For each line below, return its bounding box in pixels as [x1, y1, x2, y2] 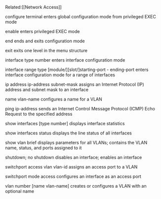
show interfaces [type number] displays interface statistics [5, 121, 125, 126]
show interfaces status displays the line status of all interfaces [5, 130, 132, 136]
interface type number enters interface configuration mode [5, 57, 125, 63]
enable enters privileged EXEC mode [5, 29, 80, 34]
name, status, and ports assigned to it [5, 145, 82, 151]
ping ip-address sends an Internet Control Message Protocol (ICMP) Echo [5, 106, 156, 111]
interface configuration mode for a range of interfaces [5, 72, 115, 78]
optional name [5, 188, 35, 194]
